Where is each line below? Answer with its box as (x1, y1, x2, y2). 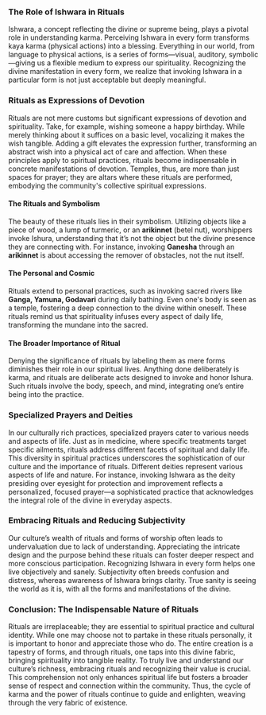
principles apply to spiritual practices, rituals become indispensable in (8, 155, 237, 165)
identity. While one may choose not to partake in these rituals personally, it (8, 631, 253, 640)
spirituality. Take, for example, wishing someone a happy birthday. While (8, 122, 245, 131)
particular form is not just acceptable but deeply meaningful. (8, 75, 206, 85)
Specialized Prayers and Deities (8, 410, 133, 421)
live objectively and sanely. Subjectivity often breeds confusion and (8, 567, 229, 577)
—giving (8, 58, 36, 68)
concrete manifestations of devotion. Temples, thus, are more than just (8, 164, 240, 173)
